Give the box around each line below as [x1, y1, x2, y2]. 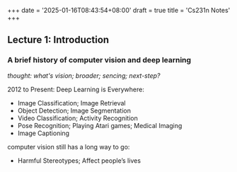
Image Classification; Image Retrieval [17, 98, 126, 107]
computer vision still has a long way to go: [7, 142, 130, 151]
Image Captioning [17, 129, 69, 137]
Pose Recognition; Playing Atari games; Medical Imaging [17, 121, 183, 130]
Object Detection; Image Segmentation [17, 106, 131, 115]
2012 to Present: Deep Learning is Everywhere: [7, 85, 145, 93]
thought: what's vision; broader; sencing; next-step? [7, 71, 161, 80]
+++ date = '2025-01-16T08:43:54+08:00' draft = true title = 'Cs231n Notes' [7, 6, 231, 14]
